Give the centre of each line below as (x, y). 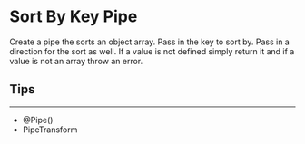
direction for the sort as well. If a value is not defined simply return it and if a (152, 51)
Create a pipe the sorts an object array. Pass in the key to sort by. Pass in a (150, 42)
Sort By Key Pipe (74, 17)
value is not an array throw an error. (76, 61)
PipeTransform (50, 130)
